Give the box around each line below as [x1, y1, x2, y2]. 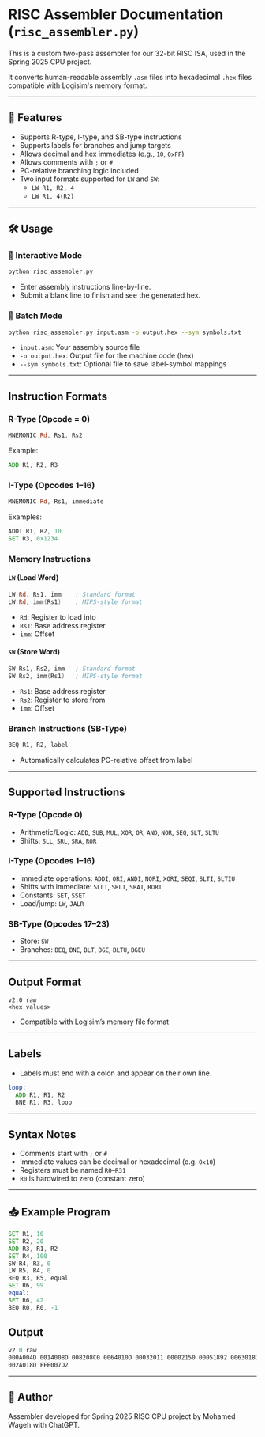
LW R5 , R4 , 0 [8, 1267, 51, 1275]
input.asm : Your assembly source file [19, 343, 140, 352]
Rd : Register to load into [19, 612, 96, 622]
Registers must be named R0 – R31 [19, 1166, 126, 1175]
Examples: [8, 512, 42, 521]
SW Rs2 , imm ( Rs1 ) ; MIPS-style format [8, 672, 144, 680]
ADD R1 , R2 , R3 [8, 461, 58, 469]
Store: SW [19, 936, 49, 946]
